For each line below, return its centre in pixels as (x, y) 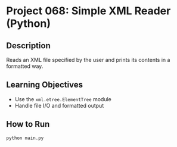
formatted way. (25, 66)
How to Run (28, 124)
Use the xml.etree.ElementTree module (63, 99)
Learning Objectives (45, 85)
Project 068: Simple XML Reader (88, 11)
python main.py (25, 138)
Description (28, 46)
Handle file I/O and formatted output (59, 105)
